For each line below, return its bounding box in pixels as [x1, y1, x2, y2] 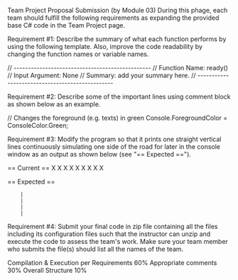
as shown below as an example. [7, 100, 101, 108]
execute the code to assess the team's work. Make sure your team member [7, 237, 229, 245]
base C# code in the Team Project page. [7, 21, 126, 29]
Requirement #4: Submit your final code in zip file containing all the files [7, 223, 218, 230]
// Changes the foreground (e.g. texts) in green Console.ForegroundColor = [7, 113, 228, 122]
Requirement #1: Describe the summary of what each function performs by [7, 35, 227, 43]
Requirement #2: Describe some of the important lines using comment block [7, 92, 231, 101]
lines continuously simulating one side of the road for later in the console [7, 142, 221, 151]
